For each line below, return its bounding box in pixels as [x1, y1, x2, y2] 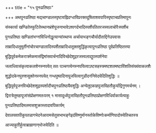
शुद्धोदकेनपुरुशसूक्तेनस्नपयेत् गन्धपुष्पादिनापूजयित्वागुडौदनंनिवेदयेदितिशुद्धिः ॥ [5, 73, 120, 79]
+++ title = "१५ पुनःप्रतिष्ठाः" [5, 5, 54, 10]
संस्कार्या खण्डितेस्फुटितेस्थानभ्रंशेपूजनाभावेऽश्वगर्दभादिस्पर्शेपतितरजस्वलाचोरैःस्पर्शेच [5, 24, 129, 30]
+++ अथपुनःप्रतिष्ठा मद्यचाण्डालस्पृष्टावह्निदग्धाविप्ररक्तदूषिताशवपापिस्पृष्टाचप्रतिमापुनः [5, 15, 131, 20]
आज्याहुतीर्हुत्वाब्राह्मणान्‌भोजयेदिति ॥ [5, 122, 59, 128]
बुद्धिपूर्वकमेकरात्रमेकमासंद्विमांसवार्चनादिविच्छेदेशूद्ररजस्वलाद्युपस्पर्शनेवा [5, 54, 107, 59]
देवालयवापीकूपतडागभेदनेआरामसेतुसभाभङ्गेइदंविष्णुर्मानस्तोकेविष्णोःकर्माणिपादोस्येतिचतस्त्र [5, 112, 138, 118]
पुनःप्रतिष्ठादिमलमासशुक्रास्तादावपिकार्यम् [5, 103, 65, 108]
